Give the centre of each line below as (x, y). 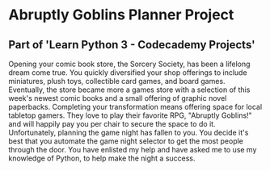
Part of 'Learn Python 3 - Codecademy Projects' (132, 45)
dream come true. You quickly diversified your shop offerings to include (128, 73)
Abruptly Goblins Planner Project (121, 15)
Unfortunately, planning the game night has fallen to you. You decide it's (129, 132)
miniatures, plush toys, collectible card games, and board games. (117, 81)
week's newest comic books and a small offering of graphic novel (118, 98)
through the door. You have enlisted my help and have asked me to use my (133, 150)
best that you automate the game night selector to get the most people (126, 141)
